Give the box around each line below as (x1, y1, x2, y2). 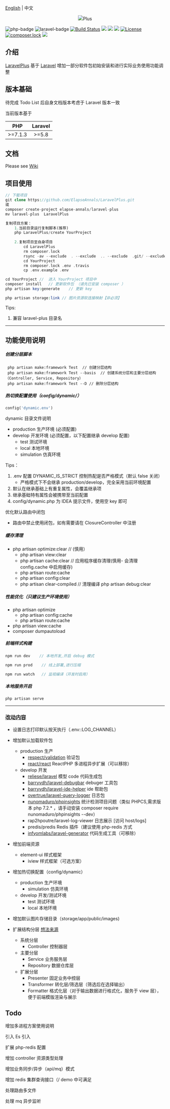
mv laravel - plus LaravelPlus (5, 211, 69, 217)
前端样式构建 (5, 640, 32, 647)
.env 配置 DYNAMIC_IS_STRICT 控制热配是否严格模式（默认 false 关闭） (12, 473, 163, 479)
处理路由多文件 (5, 1087, 36, 1093)
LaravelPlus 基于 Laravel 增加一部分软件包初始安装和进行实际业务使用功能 (5, 62, 159, 68)
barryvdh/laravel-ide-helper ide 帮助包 (27, 786, 108, 792)
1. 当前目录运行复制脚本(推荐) (14, 225, 69, 231)
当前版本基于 (5, 110, 32, 116)
